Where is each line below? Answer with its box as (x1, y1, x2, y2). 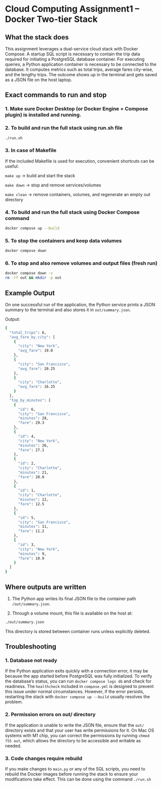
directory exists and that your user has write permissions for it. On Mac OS (5, 727, 154, 733)
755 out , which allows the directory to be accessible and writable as (5, 737, 141, 743)
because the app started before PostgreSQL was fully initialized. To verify (5, 673, 152, 679)
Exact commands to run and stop (5, 91, 107, 99)
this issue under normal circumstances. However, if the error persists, (5, 688, 145, 695)
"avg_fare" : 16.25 (17, 385, 55, 389)
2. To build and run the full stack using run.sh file (5, 125, 123, 132)
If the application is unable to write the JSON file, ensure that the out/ (5, 722, 145, 728)
